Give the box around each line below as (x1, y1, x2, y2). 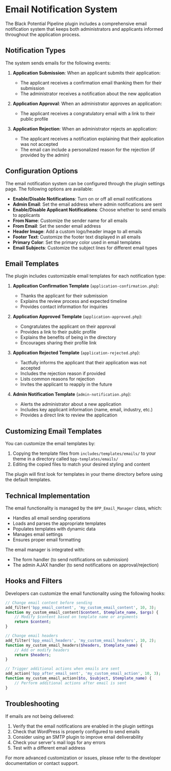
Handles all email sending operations (12, 515, 91, 521)
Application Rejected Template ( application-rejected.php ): (12, 349, 140, 356)
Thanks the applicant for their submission (20, 293, 108, 299)
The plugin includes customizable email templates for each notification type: (5, 273, 166, 279)
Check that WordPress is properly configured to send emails (12, 728, 140, 735)
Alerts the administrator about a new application (20, 401, 121, 407)
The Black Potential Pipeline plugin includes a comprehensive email (5, 20, 147, 27)
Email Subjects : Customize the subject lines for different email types (12, 245, 157, 251)
